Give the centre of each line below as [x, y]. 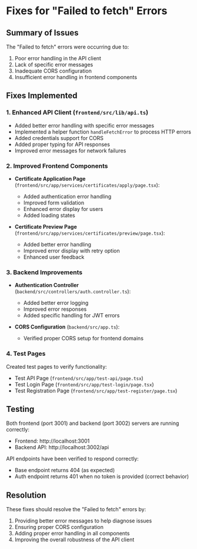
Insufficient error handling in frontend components [76, 77]
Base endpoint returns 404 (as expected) [65, 470]
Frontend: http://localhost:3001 [52, 441]
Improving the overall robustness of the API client [74, 540]
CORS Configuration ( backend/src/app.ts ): [67, 327]
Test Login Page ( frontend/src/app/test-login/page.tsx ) [84, 384]
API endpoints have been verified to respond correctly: [73, 459]
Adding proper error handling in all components [72, 534]
